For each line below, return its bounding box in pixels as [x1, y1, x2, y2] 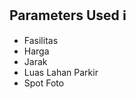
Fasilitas [23, 34, 59, 46]
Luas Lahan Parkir [23, 66, 99, 78]
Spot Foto [23, 77, 65, 89]
